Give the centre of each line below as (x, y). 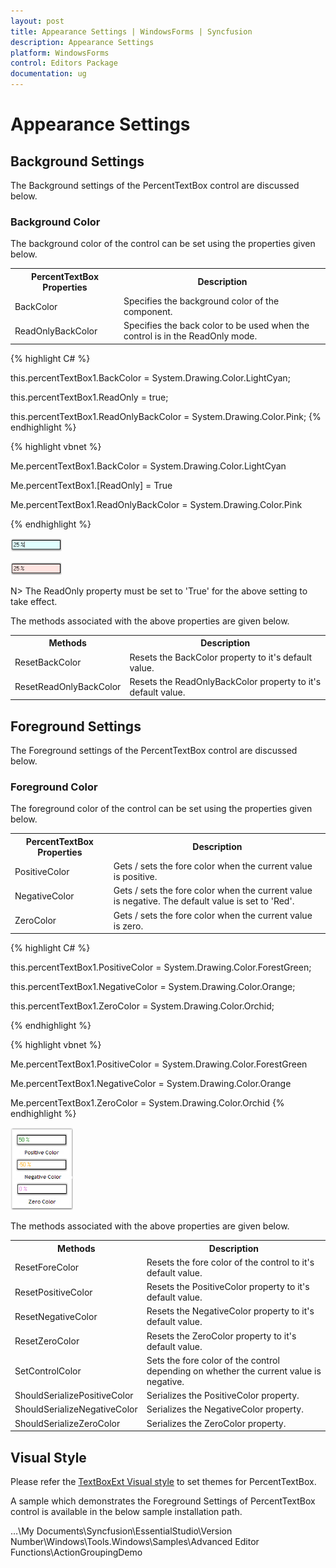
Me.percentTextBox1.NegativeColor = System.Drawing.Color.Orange (151, 1084)
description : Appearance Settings (82, 42)
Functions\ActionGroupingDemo (76, 1552)
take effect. (34, 601)
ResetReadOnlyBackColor (68, 687)
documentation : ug (48, 74)
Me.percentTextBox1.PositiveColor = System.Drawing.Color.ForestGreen (159, 1064)
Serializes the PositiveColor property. (223, 1396)
